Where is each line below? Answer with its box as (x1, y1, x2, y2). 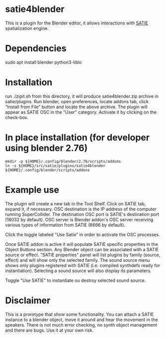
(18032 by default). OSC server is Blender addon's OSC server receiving (5, 216, 154, 222)
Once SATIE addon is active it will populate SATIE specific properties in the (5, 241, 158, 247)
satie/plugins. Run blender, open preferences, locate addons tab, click (5, 98, 149, 104)
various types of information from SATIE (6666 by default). (5, 222, 126, 228)
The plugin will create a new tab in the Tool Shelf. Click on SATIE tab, (5, 200, 146, 206)
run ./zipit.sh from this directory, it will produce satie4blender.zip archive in (5, 93, 159, 99)
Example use (5, 184, 60, 195)
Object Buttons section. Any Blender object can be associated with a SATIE (5, 246, 159, 252)
